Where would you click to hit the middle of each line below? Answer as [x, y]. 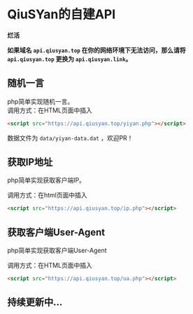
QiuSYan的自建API [62, 14]
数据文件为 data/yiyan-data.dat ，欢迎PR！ [70, 138]
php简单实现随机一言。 [41, 101]
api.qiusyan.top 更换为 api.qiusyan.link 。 [70, 59]
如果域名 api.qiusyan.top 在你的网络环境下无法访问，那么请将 [97, 50]
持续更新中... [35, 302]
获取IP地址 [30, 162]
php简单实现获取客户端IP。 [47, 181]
